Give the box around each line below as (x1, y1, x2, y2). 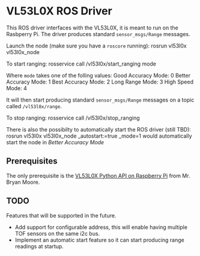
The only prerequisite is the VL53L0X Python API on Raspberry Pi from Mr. (6, 172, 190, 179)
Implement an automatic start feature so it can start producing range (14, 236, 185, 243)
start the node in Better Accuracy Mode (6, 138, 105, 145)
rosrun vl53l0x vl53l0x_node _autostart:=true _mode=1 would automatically (6, 132, 192, 139)
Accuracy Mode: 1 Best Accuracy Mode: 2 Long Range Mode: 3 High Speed (6, 78, 194, 85)
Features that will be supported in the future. (6, 212, 117, 219)
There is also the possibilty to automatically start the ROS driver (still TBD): (6, 126, 191, 133)
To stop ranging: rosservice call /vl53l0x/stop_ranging (6, 114, 140, 121)
